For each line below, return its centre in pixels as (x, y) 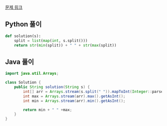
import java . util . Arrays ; (32, 74)
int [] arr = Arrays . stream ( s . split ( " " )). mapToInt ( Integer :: (88, 91)
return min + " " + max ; (47, 110)
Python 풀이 (23, 24)
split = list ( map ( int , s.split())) (51, 41)
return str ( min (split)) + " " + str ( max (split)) (65, 45)
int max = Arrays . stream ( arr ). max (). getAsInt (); (74, 96)
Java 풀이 (20, 62)
